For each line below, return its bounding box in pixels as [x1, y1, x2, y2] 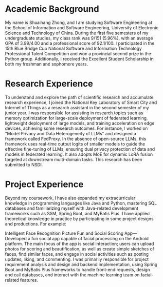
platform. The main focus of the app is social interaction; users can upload [5, 241, 154, 246]
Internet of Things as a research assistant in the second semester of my [5, 104, 149, 110]
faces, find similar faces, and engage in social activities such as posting [5, 251, 149, 257]
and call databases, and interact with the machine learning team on [5, 272, 140, 278]
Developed [5, 235, 27, 241]
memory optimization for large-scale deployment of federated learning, [5, 115, 148, 121]
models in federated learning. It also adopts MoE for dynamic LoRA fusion [5, 151, 153, 157]
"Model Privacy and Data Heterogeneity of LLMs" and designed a [5, 130, 136, 136]
